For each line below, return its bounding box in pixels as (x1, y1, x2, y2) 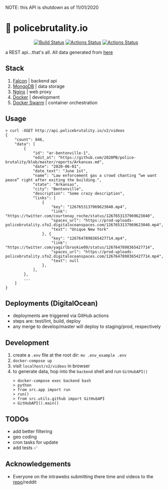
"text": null (51, 258, 79, 263)
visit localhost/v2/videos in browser (12, 363, 90, 369)
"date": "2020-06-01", (32, 164, 81, 169)
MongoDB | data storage (12, 83, 65, 89)
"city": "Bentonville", (32, 186, 83, 191)
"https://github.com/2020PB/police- (58, 155, 137, 160)
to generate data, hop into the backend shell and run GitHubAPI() (12, 368, 148, 375)
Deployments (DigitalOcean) (5, 299, 98, 307)
